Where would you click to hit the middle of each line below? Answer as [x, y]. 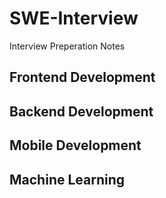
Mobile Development [75, 145]
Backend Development [81, 111]
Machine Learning [67, 179]
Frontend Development [82, 77]
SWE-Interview [74, 18]
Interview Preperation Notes [67, 46]
